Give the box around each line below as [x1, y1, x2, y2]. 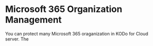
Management [5, 14, 62, 25]
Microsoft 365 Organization [5, 3, 122, 15]
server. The [5, 36, 29, 42]
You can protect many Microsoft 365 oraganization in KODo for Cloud [5, 30, 148, 36]
